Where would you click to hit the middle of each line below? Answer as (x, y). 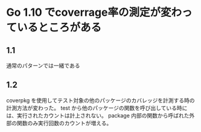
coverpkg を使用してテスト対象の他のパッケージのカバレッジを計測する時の (101, 100)
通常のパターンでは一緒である (43, 65)
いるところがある (59, 28)
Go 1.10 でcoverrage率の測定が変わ (94, 12)
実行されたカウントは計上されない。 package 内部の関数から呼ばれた (103, 115)
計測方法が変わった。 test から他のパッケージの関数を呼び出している (91, 108)
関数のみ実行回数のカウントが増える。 (64, 123)
